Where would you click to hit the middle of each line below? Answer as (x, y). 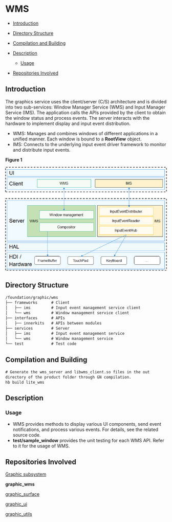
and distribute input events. (41, 150)
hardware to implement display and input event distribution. (68, 123)
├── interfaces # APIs (35, 318)
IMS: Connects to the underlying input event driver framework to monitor (89, 144)
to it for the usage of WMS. (41, 446)
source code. (27, 435)
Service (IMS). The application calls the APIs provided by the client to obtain (86, 112)
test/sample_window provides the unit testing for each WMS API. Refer (89, 440)
